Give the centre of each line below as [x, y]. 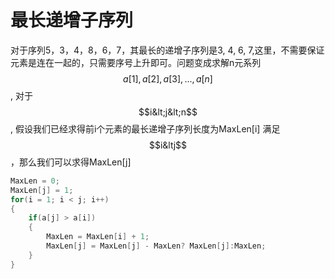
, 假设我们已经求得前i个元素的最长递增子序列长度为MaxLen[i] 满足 [145, 128]
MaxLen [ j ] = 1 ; [42, 190]
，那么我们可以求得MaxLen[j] [71, 162]
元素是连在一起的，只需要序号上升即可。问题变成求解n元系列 [136, 62]
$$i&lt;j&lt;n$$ [168, 112]
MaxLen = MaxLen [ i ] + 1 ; [98, 237]
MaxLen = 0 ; [35, 181]
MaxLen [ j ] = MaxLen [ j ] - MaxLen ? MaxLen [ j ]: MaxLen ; [156, 246]
